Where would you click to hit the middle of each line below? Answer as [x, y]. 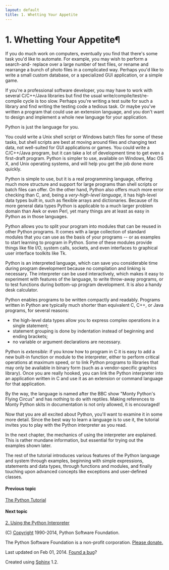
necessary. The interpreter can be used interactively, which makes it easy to [84, 274]
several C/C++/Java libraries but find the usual [54, 96]
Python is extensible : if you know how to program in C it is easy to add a [80, 352]
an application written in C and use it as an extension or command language [84, 379]
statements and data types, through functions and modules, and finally [79, 466]
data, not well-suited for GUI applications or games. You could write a [77, 148]
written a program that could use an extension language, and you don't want [84, 112]
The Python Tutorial [26, 500]
